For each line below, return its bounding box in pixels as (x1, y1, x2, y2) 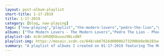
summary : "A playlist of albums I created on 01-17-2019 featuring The (5, 43, 154, 48)
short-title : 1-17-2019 (5, 12, 54, 17)
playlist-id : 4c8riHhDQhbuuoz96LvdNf (5, 35, 82, 39)
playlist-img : (5, 39, 34, 44)
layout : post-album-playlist (5, 7, 64, 12)
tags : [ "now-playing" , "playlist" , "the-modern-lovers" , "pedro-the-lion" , (5, 25, 156, 30)
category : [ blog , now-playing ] (5, 20, 69, 26)
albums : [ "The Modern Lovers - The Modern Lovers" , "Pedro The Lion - (5, 30, 150, 35)
